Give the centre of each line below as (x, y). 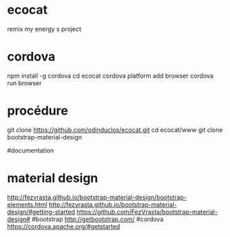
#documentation (30, 150)
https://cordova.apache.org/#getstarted (64, 226)
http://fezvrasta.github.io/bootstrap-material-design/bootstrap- (97, 197)
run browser (24, 83)
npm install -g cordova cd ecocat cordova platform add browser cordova (110, 76)
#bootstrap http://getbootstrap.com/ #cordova (98, 219)
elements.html (27, 204)
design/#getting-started (41, 212)
